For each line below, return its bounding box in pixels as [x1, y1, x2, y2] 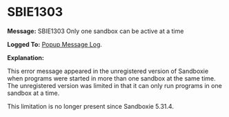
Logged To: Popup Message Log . [7, 40, 102, 48]
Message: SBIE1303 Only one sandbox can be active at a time [7, 27, 184, 35]
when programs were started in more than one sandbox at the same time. [7, 74, 216, 83]
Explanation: [7, 53, 45, 62]
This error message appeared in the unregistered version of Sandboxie [7, 67, 209, 75]
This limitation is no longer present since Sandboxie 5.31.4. [7, 102, 175, 110]
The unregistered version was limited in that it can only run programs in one [7, 81, 222, 89]
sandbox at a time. [7, 89, 60, 97]
